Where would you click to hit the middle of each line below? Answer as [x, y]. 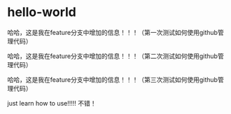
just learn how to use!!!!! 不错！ [52, 103]
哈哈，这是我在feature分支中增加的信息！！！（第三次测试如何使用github [113, 79]
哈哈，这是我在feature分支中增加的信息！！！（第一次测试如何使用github [113, 32]
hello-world [42, 12]
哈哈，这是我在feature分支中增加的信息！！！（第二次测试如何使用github [113, 56]
